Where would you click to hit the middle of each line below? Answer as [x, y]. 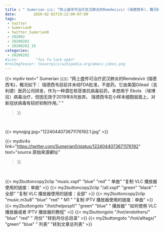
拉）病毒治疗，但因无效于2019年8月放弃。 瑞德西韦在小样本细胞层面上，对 [80, 97]
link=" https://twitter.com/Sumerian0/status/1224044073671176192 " [73, 147]
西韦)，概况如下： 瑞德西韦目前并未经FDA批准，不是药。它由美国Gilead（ [79, 85]
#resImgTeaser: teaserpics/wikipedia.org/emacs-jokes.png [65, 64]
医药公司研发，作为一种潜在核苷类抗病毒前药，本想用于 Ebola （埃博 [87, 91]
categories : [17, 50]
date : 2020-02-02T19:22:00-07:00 [47, 14]
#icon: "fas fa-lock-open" [40, 60]
